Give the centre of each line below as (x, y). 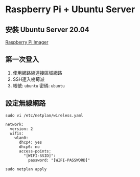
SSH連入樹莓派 (29, 79)
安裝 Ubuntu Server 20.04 (47, 29)
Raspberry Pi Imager (27, 42)
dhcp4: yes (30, 142)
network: (15, 124)
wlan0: (21, 138)
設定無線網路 (26, 103)
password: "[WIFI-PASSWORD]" (59, 160)
